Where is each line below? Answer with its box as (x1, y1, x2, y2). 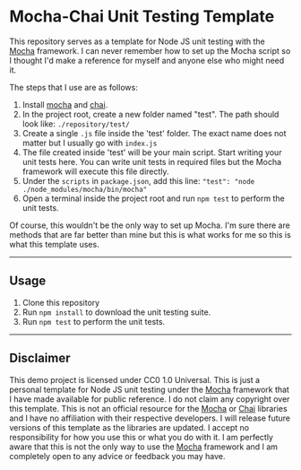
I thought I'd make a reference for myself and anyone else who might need (9, 55, 285, 65)
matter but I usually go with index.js (21, 137, 158, 148)
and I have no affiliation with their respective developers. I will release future (9, 413, 291, 423)
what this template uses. (9, 239, 100, 249)
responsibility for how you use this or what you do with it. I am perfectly (9, 431, 273, 442)
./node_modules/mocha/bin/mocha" (21, 185, 148, 194)
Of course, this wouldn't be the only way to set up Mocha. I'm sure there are (9, 220, 291, 231)
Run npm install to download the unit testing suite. (21, 307, 211, 318)
